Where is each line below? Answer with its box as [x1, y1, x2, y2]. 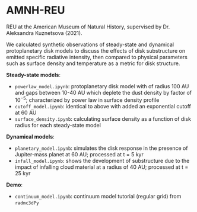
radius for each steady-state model [14, 121, 101, 129]
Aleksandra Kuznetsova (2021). [6, 29, 82, 36]
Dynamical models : [6, 133, 55, 140]
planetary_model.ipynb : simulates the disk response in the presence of [14, 144, 188, 152]
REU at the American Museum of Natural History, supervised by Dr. [6, 23, 170, 30]
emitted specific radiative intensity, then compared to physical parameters [6, 53, 188, 60]
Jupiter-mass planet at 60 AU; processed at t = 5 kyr [14, 150, 144, 158]
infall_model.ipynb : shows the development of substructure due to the [14, 157, 190, 164]
